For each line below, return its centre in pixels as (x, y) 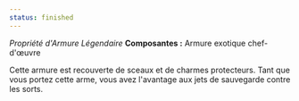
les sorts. (26, 88)
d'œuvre (25, 52)
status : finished (42, 17)
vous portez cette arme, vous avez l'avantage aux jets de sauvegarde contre (150, 79)
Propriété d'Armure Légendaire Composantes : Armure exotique (128, 43)
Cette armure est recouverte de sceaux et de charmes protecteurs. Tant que (149, 70)
